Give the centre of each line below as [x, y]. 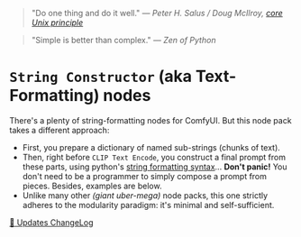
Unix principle [57, 23]
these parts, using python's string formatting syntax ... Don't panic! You [155, 167]
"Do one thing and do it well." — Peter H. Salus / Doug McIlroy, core [157, 13]
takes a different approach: [59, 130]
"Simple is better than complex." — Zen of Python [123, 40]
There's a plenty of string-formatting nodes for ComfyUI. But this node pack [150, 120]
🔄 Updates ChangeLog [51, 222]
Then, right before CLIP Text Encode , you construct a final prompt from [154, 157]
